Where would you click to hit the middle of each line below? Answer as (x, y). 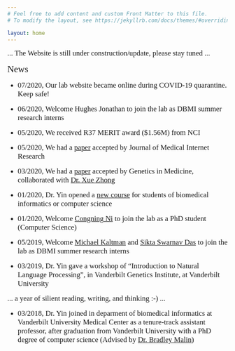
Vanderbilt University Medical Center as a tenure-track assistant (111, 322)
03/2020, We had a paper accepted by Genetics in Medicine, (106, 171)
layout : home (26, 33)
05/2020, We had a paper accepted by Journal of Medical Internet (113, 148)
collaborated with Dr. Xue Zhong (66, 180)
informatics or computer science (65, 204)
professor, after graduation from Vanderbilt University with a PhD (114, 331)
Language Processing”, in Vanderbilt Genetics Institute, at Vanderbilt (119, 275)
